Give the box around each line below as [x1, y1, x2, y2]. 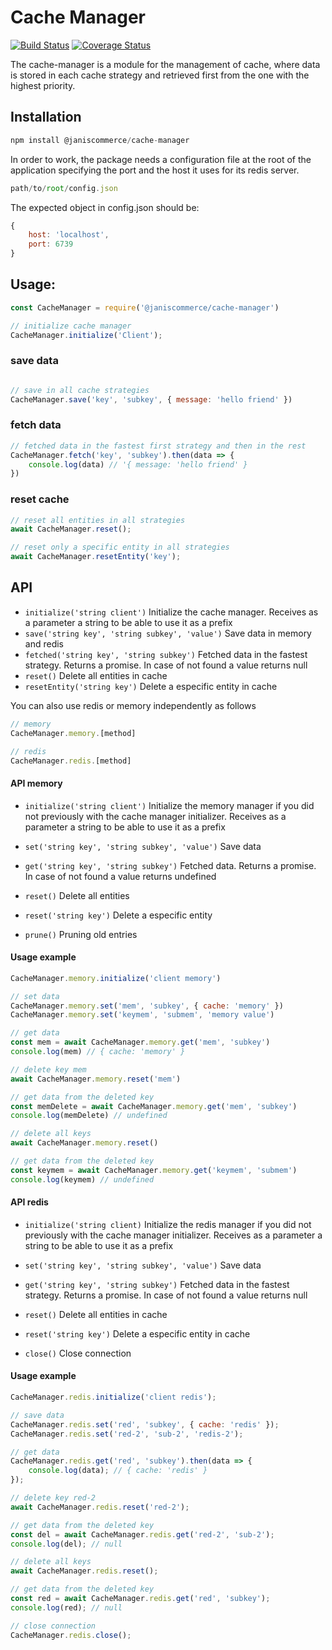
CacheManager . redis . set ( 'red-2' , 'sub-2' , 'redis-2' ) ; [10, 1429, 244, 1439]
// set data [10, 991, 60, 1001]
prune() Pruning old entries [24, 928, 138, 940]
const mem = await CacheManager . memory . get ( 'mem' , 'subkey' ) [10, 1037, 271, 1048]
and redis [24, 637, 64, 650]
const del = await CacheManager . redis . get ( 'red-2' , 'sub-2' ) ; [10, 1529, 275, 1540]
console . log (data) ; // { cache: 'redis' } [28, 1466, 208, 1476]
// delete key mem [10, 1064, 87, 1075]
